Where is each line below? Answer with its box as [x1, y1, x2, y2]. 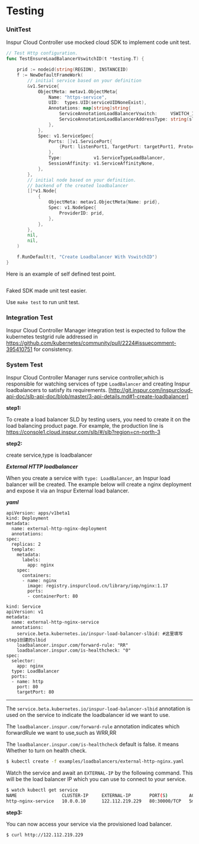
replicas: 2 [11, 542, 41, 548]
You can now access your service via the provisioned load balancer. [6, 820, 172, 827]
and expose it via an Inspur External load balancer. [6, 487, 129, 494]
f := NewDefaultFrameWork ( [17, 72, 84, 78]
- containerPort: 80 [27, 593, 78, 599]
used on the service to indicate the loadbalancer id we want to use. [6, 712, 170, 719]
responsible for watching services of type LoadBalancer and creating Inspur [6, 380, 190, 387]
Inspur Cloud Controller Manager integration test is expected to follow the [6, 327, 186, 334]
